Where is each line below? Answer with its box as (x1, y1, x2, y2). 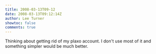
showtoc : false (5, 20, 36, 26)
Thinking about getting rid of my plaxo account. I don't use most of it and (5, 38, 152, 44)
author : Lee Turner (5, 16, 45, 21)
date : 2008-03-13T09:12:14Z (5, 12, 62, 16)
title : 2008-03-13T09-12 (5, 7, 55, 12)
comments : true (5, 25, 36, 30)
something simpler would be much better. (5, 43, 88, 49)
